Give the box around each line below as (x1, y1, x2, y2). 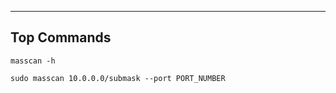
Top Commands (10, 29, 112, 46)
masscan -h (10, 56, 56, 66)
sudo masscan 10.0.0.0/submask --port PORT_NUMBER (10, 73, 226, 83)
